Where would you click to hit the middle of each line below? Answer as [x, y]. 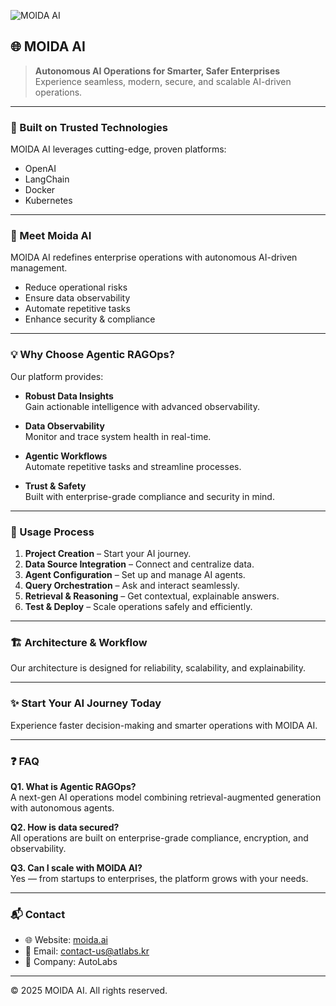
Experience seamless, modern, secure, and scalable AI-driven [163, 81]
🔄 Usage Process [52, 532]
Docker [40, 190]
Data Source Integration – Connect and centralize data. [139, 564]
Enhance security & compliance [90, 319]
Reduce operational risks [76, 287]
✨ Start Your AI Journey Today [86, 703]
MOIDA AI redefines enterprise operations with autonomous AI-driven [154, 257]
